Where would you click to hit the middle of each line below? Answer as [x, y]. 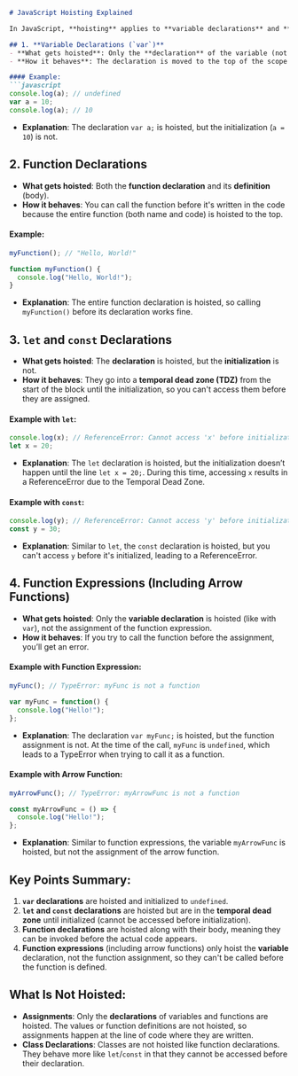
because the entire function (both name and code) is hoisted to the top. [153, 214]
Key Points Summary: [70, 880]
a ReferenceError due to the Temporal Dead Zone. [114, 482]
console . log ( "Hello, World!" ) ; [75, 277]
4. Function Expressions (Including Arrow [126, 584]
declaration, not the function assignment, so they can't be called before [153, 958]
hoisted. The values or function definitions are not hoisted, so [134, 1025]
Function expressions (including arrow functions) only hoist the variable [155, 948]
